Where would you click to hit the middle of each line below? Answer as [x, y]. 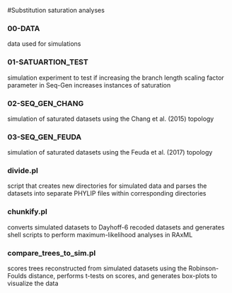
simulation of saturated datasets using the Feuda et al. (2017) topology [110, 153]
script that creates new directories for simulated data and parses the [107, 186]
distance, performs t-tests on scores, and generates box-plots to [123, 276]
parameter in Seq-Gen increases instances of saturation [89, 85]
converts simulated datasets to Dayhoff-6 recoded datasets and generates [116, 227]
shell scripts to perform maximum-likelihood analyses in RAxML [100, 234]
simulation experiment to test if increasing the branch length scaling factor [116, 78]
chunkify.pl [28, 212]
